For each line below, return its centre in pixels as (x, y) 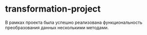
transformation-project (53, 9)
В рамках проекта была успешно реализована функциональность (74, 22)
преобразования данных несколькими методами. (57, 27)
